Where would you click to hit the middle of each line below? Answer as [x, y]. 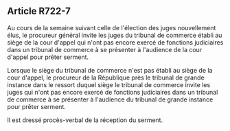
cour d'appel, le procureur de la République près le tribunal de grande [106, 78]
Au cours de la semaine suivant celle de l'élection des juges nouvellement [112, 27]
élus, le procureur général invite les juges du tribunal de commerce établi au [115, 35]
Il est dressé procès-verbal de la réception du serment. [85, 120]
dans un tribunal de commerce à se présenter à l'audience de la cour [105, 49]
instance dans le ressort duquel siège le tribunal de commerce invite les [109, 84]
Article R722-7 [39, 11]
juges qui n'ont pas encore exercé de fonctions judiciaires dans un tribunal [113, 92]
